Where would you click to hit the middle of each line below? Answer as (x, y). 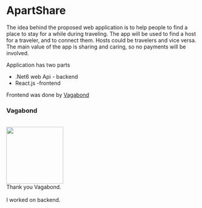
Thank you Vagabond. (34, 187)
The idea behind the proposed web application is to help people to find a (97, 27)
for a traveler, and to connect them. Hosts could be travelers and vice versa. (101, 40)
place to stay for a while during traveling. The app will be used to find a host (101, 33)
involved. (18, 53)
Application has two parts (38, 65)
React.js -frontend (38, 83)
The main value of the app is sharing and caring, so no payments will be (96, 47)
